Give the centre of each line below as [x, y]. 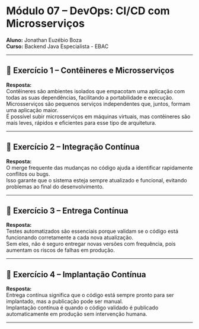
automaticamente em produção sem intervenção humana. [77, 314]
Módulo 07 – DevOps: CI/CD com [88, 11]
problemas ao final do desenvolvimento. [55, 186]
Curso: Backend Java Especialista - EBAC [57, 46]
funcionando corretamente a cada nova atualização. [70, 238]
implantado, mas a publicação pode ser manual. [65, 302]
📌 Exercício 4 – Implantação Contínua [76, 274]
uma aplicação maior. [32, 110]
